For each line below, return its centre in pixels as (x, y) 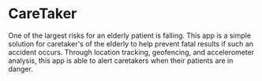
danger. (21, 68)
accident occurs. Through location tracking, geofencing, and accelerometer (131, 52)
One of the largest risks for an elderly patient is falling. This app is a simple (129, 35)
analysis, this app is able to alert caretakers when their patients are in (121, 61)
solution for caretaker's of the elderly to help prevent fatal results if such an (131, 43)
